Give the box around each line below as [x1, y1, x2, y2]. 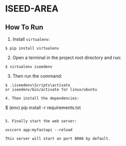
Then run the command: [12, 73, 62, 79]
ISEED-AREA [5, 3, 58, 14]
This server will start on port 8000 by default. [5, 136, 111, 141]
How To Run [5, 23, 43, 31]
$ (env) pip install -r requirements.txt [5, 104, 81, 110]
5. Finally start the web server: [5, 118, 77, 123]
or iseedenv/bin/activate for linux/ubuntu [5, 87, 97, 92]
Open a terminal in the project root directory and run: [12, 54, 121, 60]
